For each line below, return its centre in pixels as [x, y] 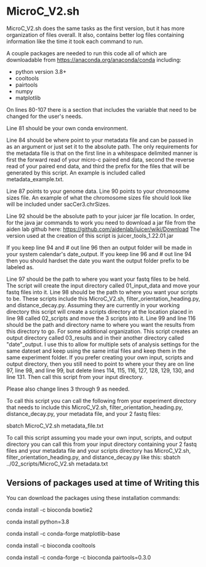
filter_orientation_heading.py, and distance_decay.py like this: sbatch [93, 457]
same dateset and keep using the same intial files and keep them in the [96, 351]
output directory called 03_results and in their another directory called [95, 338]
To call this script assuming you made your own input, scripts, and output [99, 437]
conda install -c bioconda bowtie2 [50, 510]
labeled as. [20, 267]
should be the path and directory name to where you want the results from [101, 324]
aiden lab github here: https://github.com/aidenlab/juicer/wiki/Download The [103, 229]
